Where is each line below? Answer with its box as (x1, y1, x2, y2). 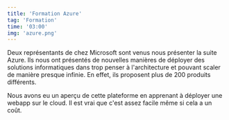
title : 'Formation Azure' (7, 10, 82, 17)
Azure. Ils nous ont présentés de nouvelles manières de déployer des (7, 56, 205, 65)
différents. (7, 78, 37, 87)
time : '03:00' (7, 23, 49, 30)
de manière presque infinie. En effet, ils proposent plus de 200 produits (7, 71, 211, 79)
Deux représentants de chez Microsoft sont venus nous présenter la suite (7, 49, 217, 57)
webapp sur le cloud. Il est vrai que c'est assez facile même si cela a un (7, 98, 212, 108)
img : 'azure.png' (7, 29, 58, 37)
